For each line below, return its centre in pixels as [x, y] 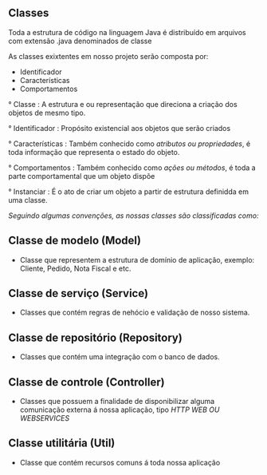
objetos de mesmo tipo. [47, 113]
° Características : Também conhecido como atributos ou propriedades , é [130, 144]
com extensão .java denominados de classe [80, 41]
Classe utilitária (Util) [62, 443]
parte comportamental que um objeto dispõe [82, 176]
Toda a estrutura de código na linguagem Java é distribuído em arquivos [127, 32]
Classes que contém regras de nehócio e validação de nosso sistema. [135, 313]
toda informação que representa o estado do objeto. [94, 152]
